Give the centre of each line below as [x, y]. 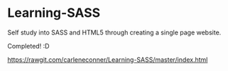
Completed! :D [28, 46]
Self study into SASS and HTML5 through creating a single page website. [114, 32]
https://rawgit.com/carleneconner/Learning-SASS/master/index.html [108, 59]
